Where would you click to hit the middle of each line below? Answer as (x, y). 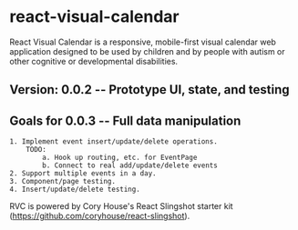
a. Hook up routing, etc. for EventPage (120, 158)
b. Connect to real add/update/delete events (130, 165)
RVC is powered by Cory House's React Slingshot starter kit (122, 206)
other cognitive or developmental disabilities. (94, 61)
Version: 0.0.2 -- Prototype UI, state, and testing (149, 90)
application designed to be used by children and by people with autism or (147, 51)
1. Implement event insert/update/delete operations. (114, 142)
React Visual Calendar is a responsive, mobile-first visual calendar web (143, 42)
